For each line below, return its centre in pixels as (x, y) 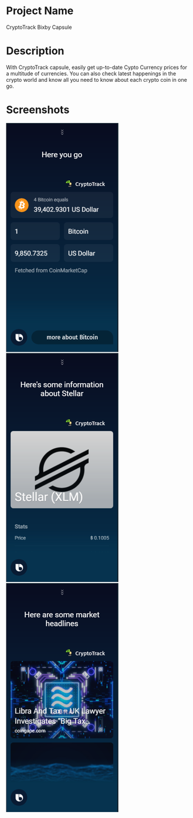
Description (35, 51)
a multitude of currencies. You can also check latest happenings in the (91, 73)
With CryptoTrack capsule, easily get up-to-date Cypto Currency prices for (97, 67)
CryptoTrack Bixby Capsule (39, 27)
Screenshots (38, 110)
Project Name (40, 11)
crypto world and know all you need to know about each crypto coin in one (97, 80)
